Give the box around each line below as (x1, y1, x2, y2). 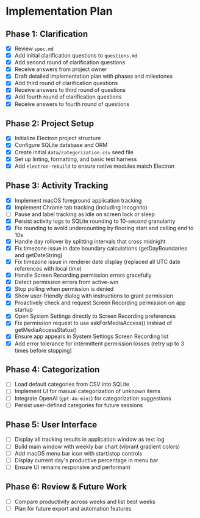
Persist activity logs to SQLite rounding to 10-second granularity (14, 217, 176, 225)
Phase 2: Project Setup (5, 118, 95, 129)
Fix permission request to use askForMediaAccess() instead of (14, 320, 172, 327)
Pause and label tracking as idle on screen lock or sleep (14, 210, 155, 218)
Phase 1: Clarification (5, 29, 88, 39)
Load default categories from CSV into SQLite (14, 381, 130, 388)
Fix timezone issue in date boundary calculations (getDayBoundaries (14, 244, 187, 252)
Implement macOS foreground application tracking (14, 197, 142, 204)
